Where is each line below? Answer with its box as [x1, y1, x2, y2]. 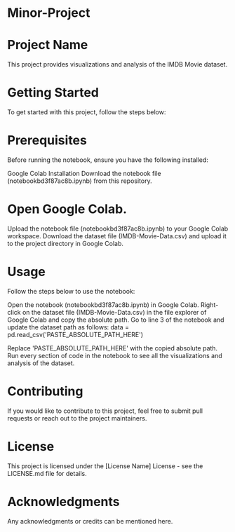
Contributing [7, 383, 83, 400]
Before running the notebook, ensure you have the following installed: [7, 156, 209, 164]
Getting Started [7, 85, 100, 101]
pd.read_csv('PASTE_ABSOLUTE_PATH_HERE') [7, 330, 144, 339]
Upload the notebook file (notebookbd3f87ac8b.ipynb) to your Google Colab [7, 224, 229, 233]
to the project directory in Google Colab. [7, 239, 124, 247]
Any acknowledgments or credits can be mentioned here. [7, 517, 173, 525]
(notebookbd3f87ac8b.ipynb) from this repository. [7, 177, 152, 185]
